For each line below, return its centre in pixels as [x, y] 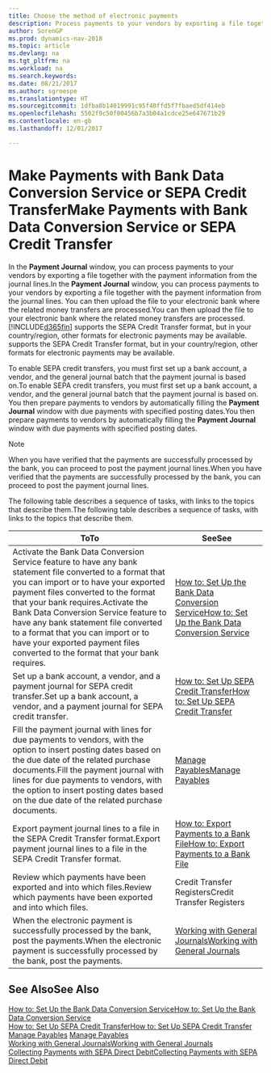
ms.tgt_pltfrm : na [39, 61]
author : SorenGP [35, 31]
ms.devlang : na [34, 53]
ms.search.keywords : [43, 76]
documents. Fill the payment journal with [88, 770]
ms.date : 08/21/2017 [43, 83]
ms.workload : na [35, 69]
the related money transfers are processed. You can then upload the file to [131, 309]
